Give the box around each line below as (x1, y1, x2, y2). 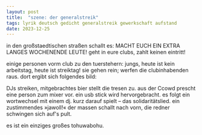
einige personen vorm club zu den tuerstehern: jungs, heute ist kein (6, 60, 175, 67)
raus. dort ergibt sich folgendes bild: (6, 73, 97, 80)
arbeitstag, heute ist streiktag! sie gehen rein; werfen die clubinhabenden (6, 67, 189, 74)
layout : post (6, 8, 39, 15)
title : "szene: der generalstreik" (6, 14, 99, 20)
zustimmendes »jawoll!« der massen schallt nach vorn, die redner (6, 104, 171, 111)
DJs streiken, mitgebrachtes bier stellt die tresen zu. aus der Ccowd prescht (6, 85, 196, 92)
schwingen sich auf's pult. (6, 110, 72, 118)
